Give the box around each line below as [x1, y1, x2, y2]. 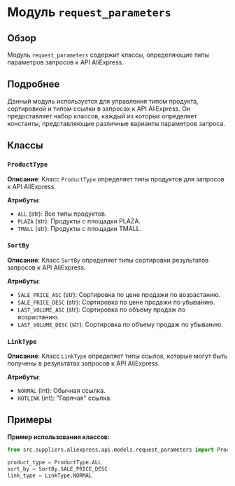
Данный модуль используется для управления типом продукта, [7, 97, 199, 105]
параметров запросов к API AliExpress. [7, 58, 124, 67]
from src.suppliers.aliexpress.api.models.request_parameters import [7, 446, 215, 453]
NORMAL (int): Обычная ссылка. [17, 387, 106, 395]
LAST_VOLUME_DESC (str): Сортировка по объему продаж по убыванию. [17, 320, 224, 328]
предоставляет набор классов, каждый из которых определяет [7, 111, 197, 120]
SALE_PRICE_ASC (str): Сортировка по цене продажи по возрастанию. [17, 290, 221, 298]
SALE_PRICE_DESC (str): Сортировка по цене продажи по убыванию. [17, 298, 215, 306]
